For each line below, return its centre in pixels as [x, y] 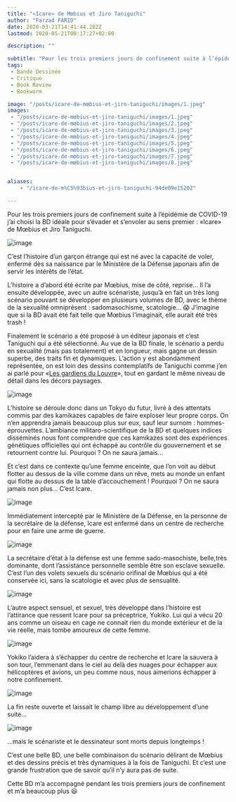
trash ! [17, 322]
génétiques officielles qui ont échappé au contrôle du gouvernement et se [114, 445]
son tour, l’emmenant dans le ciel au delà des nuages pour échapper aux [112, 664]
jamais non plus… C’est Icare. [50, 488]
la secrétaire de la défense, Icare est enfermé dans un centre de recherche [116, 523]
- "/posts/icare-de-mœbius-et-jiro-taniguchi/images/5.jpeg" [101, 143]
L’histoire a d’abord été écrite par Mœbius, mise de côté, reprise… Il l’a [109, 284]
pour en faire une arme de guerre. [56, 530]
